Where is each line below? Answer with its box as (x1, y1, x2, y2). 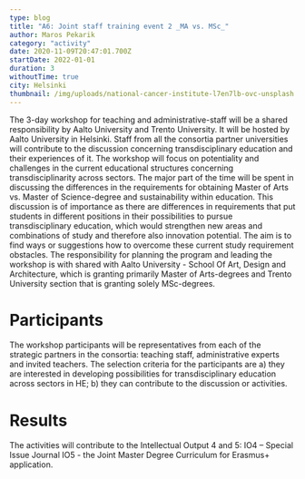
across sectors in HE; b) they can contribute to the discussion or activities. (9, 378, 288, 389)
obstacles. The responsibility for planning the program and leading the (9, 249, 272, 259)
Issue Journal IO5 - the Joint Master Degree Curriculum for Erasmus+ (9, 450, 271, 461)
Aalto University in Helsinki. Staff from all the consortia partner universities (9, 133, 289, 144)
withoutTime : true (9, 73, 79, 82)
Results (9, 410, 68, 431)
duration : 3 (9, 64, 54, 73)
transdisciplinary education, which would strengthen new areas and (9, 220, 263, 231)
